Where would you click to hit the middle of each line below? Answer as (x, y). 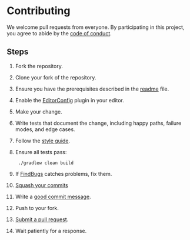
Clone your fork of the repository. (56, 77)
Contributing (39, 11)
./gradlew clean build (46, 163)
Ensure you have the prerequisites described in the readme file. (92, 89)
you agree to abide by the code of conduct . (59, 33)
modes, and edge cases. (45, 129)
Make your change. (39, 111)
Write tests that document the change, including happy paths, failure (98, 123)
